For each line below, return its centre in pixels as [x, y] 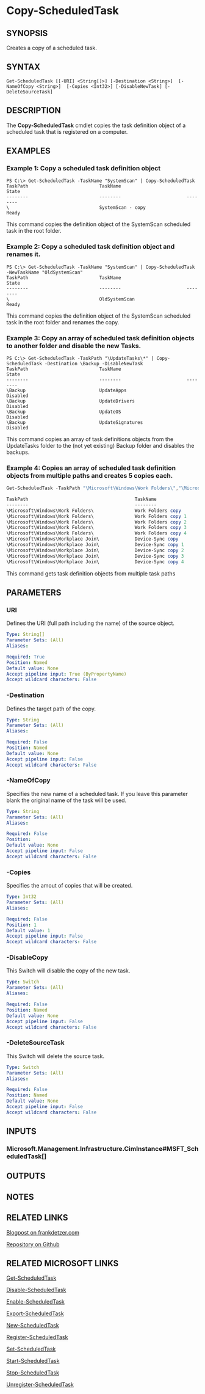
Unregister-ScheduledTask [40, 1385]
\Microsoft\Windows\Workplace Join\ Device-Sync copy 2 [95, 550]
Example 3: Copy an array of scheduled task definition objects [100, 338]
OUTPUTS [26, 1176]
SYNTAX [23, 67]
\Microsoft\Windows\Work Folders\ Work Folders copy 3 [97, 528]
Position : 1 [21, 925]
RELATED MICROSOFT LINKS [63, 1264]
